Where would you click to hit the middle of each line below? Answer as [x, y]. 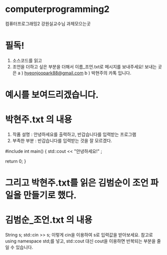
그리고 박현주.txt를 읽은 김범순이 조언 [77, 183]
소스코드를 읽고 [27, 60]
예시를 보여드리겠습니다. [52, 95]
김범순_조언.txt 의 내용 [49, 220]
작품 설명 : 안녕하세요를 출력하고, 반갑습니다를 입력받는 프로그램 [74, 134]
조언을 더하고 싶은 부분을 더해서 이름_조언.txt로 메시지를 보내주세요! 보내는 [84, 66]
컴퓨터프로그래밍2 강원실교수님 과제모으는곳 [48, 23]
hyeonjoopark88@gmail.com [54, 73]
